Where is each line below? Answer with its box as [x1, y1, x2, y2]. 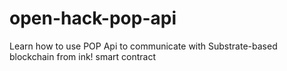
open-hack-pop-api [9, 7, 177, 30]
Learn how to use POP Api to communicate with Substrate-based [9, 40, 278, 52]
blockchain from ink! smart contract [9, 50, 157, 62]
